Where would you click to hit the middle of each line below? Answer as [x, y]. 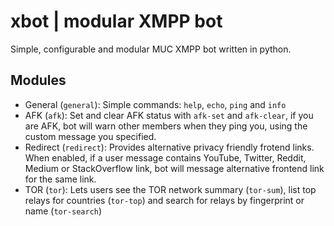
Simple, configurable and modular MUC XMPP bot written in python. [151, 49]
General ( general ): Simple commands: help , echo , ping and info [155, 104]
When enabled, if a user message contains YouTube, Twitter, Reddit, [165, 157]
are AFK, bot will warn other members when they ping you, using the [166, 126]
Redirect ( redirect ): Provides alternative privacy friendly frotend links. [169, 147]
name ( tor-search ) [63, 211]
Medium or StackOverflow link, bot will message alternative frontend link [174, 168]
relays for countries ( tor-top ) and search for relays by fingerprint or [164, 200]
